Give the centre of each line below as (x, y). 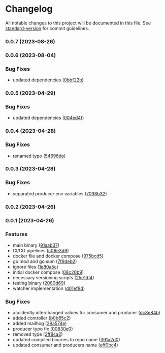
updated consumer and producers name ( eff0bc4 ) (65, 345)
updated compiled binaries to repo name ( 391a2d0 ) (66, 340)
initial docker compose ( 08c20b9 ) (48, 272)
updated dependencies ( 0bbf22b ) (48, 80)
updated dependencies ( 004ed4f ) (48, 118)
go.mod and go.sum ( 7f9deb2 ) (45, 261)
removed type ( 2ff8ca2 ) (38, 334)
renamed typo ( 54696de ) (39, 156)
